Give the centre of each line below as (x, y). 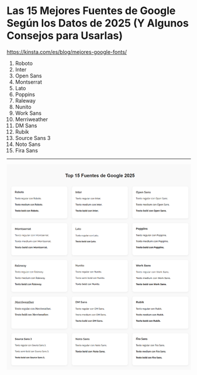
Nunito (23, 107)
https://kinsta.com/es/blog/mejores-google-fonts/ (67, 52)
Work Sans (28, 113)
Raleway (25, 100)
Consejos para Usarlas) (65, 36)
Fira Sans (27, 150)
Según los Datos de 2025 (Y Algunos (98, 23)
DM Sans (26, 125)
